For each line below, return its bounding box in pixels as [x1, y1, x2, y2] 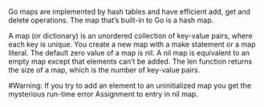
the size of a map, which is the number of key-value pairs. [8, 65, 201, 75]
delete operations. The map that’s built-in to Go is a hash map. [8, 15, 214, 25]
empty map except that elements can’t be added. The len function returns [8, 56, 253, 66]
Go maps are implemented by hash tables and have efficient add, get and [8, 7, 251, 16]
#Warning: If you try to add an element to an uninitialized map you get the [8, 80, 251, 90]
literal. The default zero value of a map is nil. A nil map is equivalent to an [8, 48, 250, 57]
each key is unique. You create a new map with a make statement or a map [8, 39, 256, 49]
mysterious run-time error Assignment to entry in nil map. [8, 89, 198, 99]
